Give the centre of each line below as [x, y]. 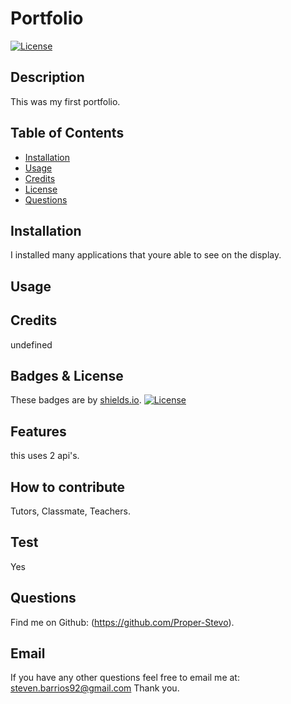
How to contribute [68, 487]
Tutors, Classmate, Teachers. [70, 511]
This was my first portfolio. [65, 101]
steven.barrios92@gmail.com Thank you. [95, 688]
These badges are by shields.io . [76, 400]
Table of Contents [67, 133]
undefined [31, 344]
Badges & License [67, 375]
